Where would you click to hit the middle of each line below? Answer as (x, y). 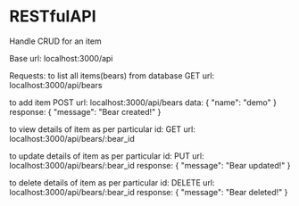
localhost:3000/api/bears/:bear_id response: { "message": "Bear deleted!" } (149, 192)
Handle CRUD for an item (55, 41)
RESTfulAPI (53, 16)
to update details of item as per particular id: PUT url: (107, 156)
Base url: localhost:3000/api (61, 58)
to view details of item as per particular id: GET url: (103, 129)
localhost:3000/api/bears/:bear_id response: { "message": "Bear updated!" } (150, 165)
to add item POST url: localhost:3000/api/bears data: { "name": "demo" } (143, 102)
